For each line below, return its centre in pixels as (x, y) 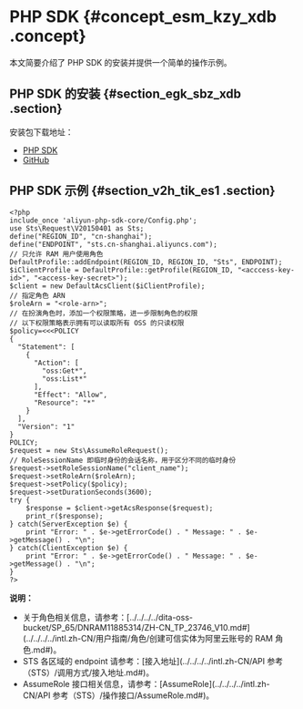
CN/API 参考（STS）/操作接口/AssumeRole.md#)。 (118, 695)
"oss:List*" (65, 379)
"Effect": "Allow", (70, 395)
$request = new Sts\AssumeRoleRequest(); (89, 450)
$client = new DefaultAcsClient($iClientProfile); (107, 286)
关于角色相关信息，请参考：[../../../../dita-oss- (108, 617)
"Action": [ (56, 363)
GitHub (36, 159)
